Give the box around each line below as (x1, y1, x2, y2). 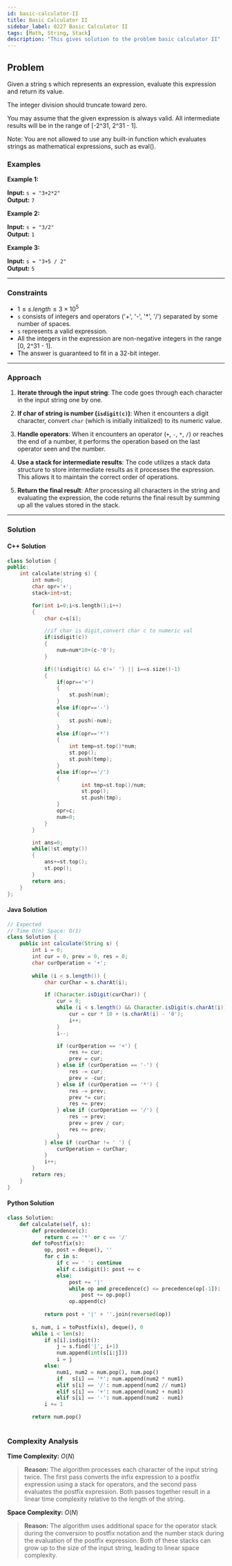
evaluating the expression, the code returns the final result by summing (17, 494, 220, 502)
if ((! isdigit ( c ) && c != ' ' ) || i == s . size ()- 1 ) (43, 665, 181, 672)
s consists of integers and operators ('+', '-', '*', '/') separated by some (17, 312, 218, 321)
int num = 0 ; (32, 577, 64, 584)
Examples (7, 159, 41, 169)
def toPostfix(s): (32, 1240, 85, 1247)
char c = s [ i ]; (43, 615, 81, 622)
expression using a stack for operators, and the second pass (23, 1480, 197, 1488)
